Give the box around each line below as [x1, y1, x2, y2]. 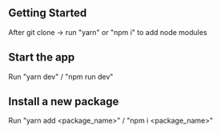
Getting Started [8, 6, 87, 20]
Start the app [8, 51, 75, 65]
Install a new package [8, 95, 119, 108]
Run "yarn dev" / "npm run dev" [8, 72, 114, 81]
